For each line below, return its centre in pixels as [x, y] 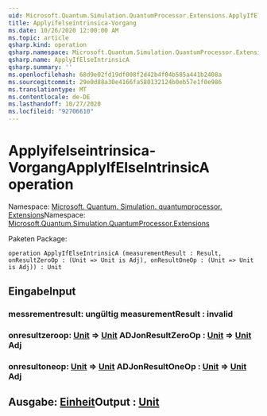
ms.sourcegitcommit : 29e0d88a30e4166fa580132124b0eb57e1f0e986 [115, 82]
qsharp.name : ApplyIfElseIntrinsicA [69, 60]
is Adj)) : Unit [35, 267]
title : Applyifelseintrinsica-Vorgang [72, 23]
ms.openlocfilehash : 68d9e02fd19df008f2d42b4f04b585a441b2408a [115, 75]
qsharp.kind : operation [48, 45]
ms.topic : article [39, 38]
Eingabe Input [42, 292]
